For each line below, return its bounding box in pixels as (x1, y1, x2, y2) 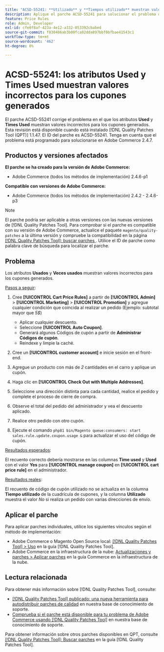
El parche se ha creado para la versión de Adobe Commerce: (5, 164, 130, 170)
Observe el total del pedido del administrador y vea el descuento (12, 403, 143, 409)
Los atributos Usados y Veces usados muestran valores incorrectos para (5, 270, 153, 276)
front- (140, 349, 152, 355)
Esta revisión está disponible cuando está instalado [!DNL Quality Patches (5, 127, 154, 133)
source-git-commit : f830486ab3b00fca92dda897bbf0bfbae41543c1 (5, 30, 134, 35)
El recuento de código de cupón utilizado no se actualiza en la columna (5, 486, 149, 492)
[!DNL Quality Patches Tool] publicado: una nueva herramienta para (12, 596, 148, 602)
